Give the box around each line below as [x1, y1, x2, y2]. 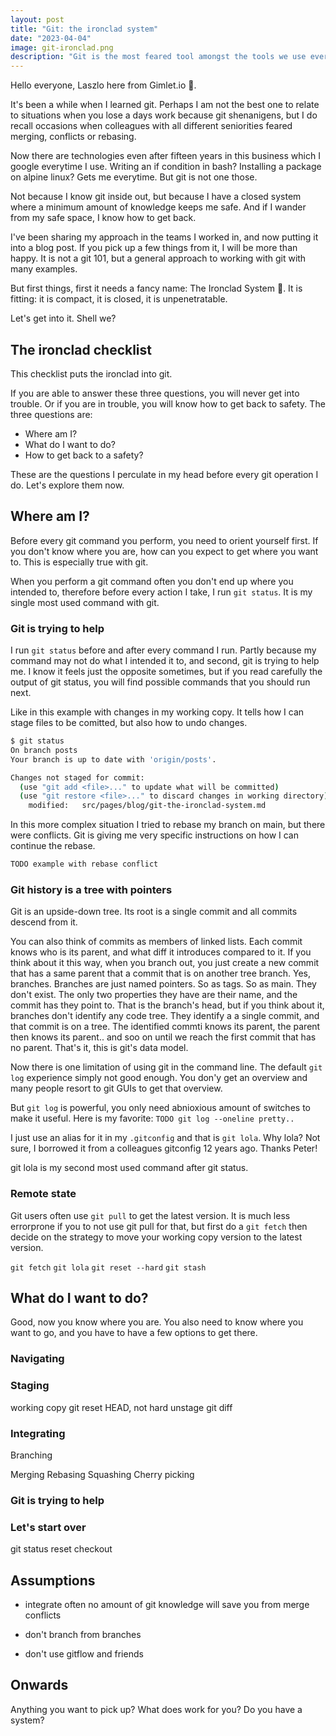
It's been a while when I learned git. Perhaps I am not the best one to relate [10, 99, 320, 111]
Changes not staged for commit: [10, 772, 145, 783]
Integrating [10, 1426, 66, 1440]
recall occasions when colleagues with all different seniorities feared [10, 120, 293, 132]
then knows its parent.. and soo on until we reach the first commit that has [10, 1031, 317, 1043]
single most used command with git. [10, 596, 160, 608]
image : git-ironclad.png [10, 42, 114, 53]
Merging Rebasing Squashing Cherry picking [10, 1468, 195, 1480]
